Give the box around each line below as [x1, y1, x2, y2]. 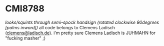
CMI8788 [5, 3, 45, 14]
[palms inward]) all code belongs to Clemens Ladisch [5, 24, 115, 30]
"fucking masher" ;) [5, 35, 46, 41]
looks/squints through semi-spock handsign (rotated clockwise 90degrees [5, 19, 159, 25]
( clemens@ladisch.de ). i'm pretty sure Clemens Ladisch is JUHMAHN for [5, 30, 156, 36]
